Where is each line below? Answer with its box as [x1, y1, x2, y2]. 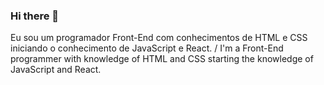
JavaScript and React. [10, 64, 102, 76]
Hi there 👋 [10, 9, 60, 23]
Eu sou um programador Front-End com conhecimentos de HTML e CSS [10, 32, 308, 44]
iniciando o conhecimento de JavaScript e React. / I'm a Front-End [10, 42, 284, 54]
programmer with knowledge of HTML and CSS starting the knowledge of [10, 53, 314, 65]
